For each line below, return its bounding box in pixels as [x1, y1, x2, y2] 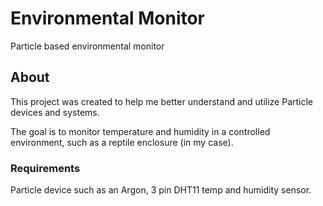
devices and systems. [10, 106, 100, 118]
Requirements [10, 161, 81, 175]
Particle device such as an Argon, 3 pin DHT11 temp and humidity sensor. [10, 184, 312, 196]
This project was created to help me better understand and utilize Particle [10, 95, 314, 107]
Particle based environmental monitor [10, 40, 165, 52]
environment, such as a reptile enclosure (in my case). [10, 136, 234, 148]
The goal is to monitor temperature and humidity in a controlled [10, 125, 271, 137]
